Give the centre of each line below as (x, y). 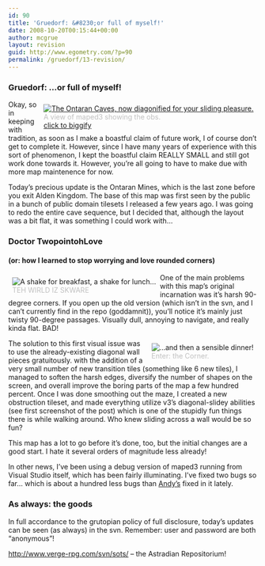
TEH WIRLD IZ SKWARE (51, 291)
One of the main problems (202, 278)
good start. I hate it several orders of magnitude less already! (108, 451)
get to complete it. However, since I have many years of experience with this (132, 146)
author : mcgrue (33, 38)
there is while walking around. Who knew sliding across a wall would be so (130, 420)
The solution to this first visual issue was (74, 344)
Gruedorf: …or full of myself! (65, 87)
